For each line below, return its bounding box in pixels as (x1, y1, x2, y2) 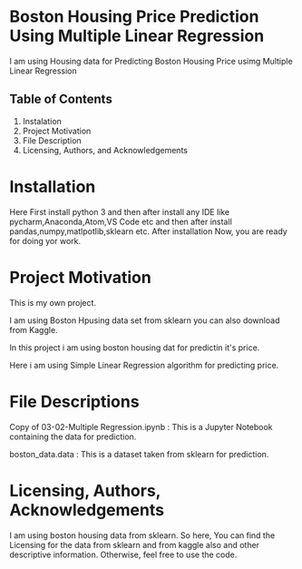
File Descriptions (9, 391, 140, 412)
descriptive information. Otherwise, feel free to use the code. (9, 549, 238, 560)
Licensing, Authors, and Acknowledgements (22, 144, 189, 155)
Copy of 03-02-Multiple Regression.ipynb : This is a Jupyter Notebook (9, 421, 274, 432)
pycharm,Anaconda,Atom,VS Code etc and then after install (9, 216, 233, 227)
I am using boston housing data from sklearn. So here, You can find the (9, 529, 276, 541)
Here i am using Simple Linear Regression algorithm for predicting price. (9, 359, 279, 370)
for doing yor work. (9, 235, 82, 246)
